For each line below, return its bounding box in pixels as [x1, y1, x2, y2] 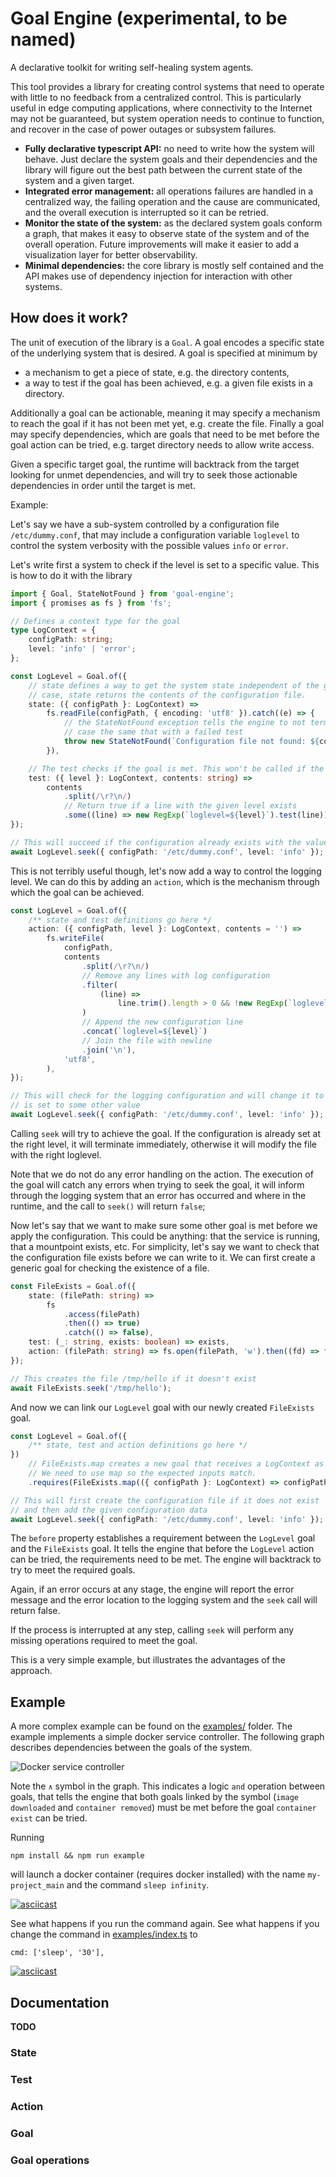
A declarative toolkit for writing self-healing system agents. [10, 61, 254, 73]
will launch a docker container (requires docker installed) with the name [10, 1868, 306, 1881]
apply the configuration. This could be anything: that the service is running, [10, 1230, 321, 1242]
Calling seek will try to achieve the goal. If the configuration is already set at [10, 1127, 322, 1139]
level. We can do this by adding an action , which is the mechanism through [10, 875, 320, 887]
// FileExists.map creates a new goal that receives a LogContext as [28, 1459, 325, 1469]
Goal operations [10, 2153, 90, 2167]
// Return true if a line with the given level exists [63, 801, 298, 811]
